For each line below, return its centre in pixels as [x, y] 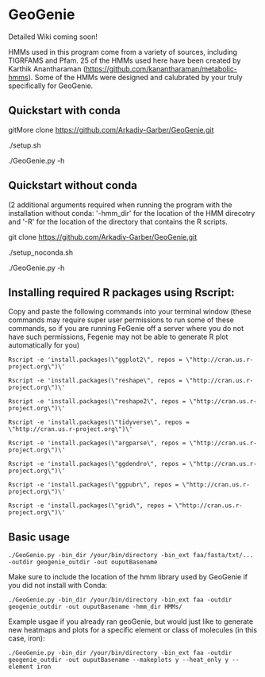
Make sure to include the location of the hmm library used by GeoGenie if [128, 577]
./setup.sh [25, 145]
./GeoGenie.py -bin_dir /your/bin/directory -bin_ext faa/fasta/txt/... [131, 556]
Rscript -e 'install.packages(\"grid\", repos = [90, 506]
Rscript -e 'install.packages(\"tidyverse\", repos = [99, 422]
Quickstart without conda [73, 185]
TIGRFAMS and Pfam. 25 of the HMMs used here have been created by [125, 60]
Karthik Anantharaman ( [47, 68]
